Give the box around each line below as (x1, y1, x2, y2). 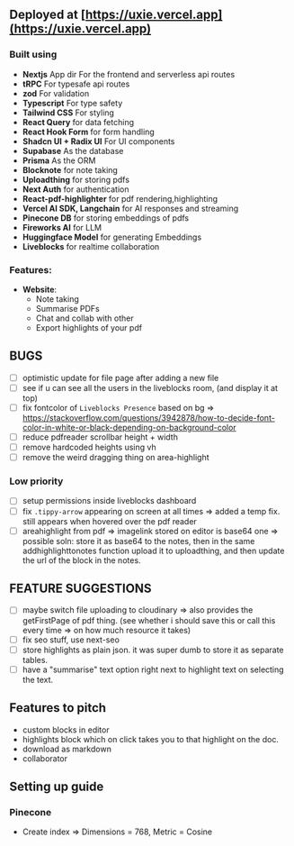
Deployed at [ (9, 7, 86, 23)
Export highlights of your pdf (35, 322, 142, 332)
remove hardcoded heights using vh (22, 441, 156, 453)
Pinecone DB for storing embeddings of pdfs (22, 212, 190, 223)
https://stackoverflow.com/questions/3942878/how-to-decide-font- (22, 412, 276, 423)
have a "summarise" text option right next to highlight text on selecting (22, 664, 285, 675)
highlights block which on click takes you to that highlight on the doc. (22, 733, 279, 744)
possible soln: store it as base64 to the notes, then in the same (22, 535, 255, 546)
